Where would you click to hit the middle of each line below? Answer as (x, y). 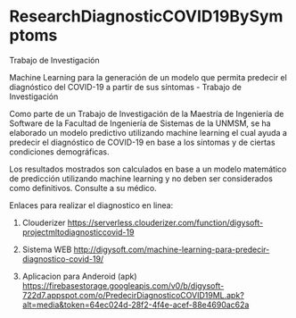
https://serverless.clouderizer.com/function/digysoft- (165, 222)
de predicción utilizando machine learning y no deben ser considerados (141, 178)
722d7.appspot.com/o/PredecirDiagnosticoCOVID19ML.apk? (133, 295)
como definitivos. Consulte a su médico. (83, 188)
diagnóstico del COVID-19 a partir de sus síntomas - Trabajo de (126, 87)
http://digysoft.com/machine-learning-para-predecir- (172, 249)
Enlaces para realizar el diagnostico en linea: (91, 205)
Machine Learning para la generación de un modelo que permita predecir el (148, 77)
